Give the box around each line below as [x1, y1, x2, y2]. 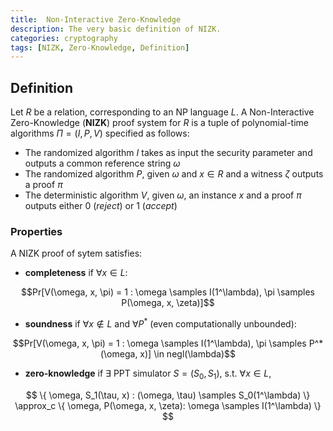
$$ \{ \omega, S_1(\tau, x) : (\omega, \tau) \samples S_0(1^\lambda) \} [25, 389, 311, 401]
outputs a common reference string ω [24, 157, 181, 170]
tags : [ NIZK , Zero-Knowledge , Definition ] [10, 42, 190, 53]
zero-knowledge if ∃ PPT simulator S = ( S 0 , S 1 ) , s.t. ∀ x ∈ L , [24, 367, 272, 381]
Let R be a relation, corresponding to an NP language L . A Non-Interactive [10, 106, 315, 118]
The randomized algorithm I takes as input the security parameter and [24, 147, 313, 159]
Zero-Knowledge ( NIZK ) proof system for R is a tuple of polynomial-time [10, 117, 310, 129]
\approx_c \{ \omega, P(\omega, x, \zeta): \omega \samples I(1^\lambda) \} [14, 399, 322, 411]
